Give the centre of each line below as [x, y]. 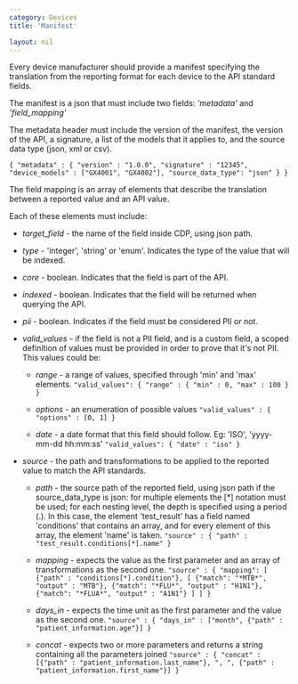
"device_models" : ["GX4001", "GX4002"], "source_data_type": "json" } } [149, 173]
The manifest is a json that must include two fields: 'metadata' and [131, 103]
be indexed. [44, 260]
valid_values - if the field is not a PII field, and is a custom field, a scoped [155, 338]
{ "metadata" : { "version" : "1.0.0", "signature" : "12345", [129, 166]
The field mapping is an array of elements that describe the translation [138, 190]
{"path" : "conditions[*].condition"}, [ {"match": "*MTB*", [151, 578]
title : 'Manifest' [43, 26]
